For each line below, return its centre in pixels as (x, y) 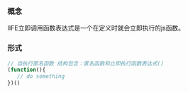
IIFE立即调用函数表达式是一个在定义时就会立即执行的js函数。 (96, 28)
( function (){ (27, 70)
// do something (41, 77)
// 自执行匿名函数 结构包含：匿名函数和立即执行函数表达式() (86, 63)
